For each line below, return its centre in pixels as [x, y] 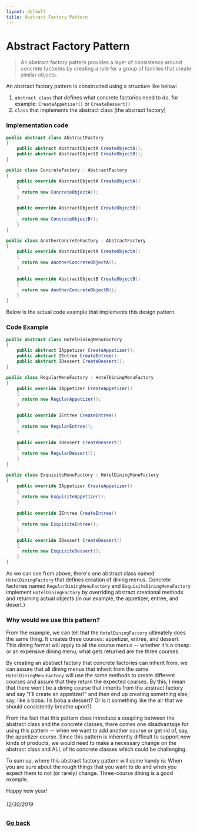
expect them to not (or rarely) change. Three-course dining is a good [90, 773]
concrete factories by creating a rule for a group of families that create [106, 69]
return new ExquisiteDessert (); [61, 551]
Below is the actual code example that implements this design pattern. [91, 312]
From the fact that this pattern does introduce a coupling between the [91, 718]
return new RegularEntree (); [57, 426]
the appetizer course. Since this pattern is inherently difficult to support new [98, 737]
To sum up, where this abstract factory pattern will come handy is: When [94, 761]
